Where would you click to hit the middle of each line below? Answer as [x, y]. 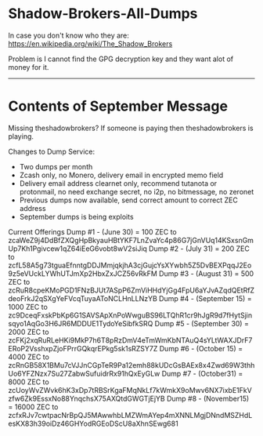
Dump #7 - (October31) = [202, 373]
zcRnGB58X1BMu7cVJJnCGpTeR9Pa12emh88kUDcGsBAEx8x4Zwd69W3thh [131, 365]
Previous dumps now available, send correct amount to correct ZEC [129, 200]
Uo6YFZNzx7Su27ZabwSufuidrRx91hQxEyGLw [84, 373]
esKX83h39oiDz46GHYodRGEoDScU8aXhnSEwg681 [93, 423]
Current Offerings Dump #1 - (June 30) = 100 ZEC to [93, 231]
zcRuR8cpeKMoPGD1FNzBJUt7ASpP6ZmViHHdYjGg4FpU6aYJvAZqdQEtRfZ [131, 290]
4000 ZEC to [29, 357]
